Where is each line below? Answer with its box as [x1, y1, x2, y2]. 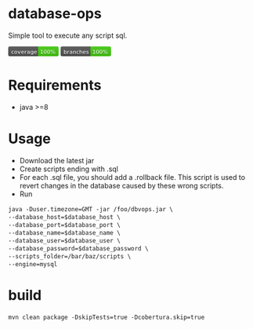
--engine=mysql [8, 260, 58, 268]
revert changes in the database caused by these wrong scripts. [19, 181, 224, 190]
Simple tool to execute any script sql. [8, 31, 128, 40]
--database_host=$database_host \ [8, 213, 121, 221]
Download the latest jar [19, 155, 95, 165]
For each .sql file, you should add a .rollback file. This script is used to [19, 172, 245, 181]
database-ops [8, 5, 102, 23]
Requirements [8, 76, 102, 94]
